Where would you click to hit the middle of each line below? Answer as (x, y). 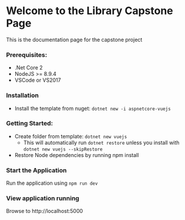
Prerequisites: (27, 55)
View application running (43, 198)
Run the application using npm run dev (52, 183)
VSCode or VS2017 (38, 80)
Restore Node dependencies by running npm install (77, 155)
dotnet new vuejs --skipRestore (63, 149)
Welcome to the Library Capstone (90, 11)
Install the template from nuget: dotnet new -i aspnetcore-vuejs (93, 108)
